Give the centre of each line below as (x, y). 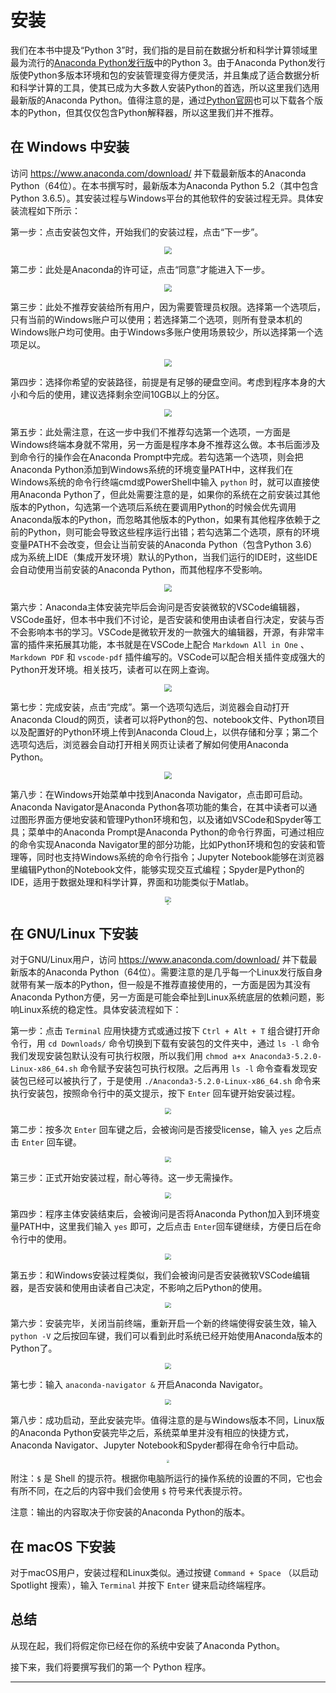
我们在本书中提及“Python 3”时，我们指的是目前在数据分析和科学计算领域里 (164, 50)
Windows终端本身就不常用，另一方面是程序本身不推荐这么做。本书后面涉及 (165, 444)
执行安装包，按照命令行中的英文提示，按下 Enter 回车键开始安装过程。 (155, 1093)
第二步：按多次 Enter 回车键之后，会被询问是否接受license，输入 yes (151, 1129)
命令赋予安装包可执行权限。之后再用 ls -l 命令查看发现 (194, 1068)
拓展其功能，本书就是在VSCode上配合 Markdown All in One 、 (181, 644)
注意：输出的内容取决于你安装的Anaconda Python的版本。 (130, 1512)
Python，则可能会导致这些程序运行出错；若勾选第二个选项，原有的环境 (173, 532)
